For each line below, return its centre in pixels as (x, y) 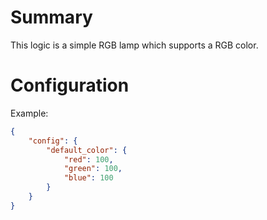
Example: (29, 113)
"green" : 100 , (93, 169)
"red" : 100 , (88, 159)
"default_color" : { (87, 150)
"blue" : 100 (88, 178)
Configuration (70, 85)
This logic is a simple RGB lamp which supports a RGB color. (134, 45)
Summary (51, 17)
